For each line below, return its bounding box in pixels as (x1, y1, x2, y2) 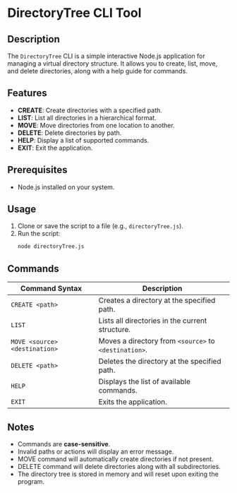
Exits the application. (98, 397, 168, 407)
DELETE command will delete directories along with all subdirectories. (17, 462, 221, 470)
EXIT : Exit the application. (17, 143, 93, 152)
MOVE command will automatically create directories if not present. (17, 454, 214, 463)
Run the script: (17, 230, 61, 238)
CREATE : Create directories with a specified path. (17, 106, 162, 114)
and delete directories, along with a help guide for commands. (7, 67, 188, 75)
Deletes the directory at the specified (98, 357, 221, 367)
